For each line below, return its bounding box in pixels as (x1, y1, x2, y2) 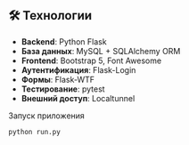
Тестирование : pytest (21, 84, 105, 94)
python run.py (8, 127, 62, 136)
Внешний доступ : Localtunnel (21, 93, 136, 103)
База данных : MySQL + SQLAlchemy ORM (21, 45, 181, 56)
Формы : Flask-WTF (21, 74, 95, 85)
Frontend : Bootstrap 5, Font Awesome (21, 55, 162, 66)
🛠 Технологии (8, 8, 93, 23)
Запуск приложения (8, 110, 86, 121)
